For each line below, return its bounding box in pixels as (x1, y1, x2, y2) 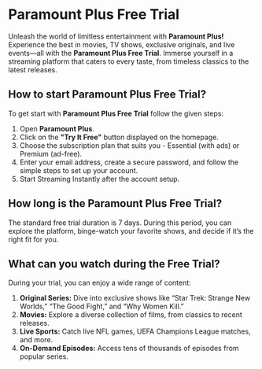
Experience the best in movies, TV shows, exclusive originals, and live (8, 39, 235, 49)
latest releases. (8, 65, 57, 74)
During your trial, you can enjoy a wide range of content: (8, 278, 191, 288)
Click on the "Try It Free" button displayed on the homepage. (19, 132, 219, 142)
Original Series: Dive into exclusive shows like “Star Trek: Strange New (19, 293, 250, 303)
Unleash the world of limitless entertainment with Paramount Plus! (8, 31, 224, 41)
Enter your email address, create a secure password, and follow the (19, 157, 238, 167)
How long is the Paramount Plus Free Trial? (8, 197, 223, 210)
